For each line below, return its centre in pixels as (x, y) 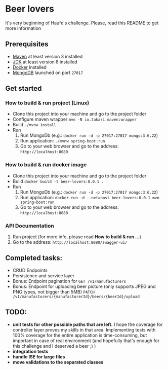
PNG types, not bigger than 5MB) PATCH (54, 291)
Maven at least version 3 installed (47, 56)
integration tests (30, 351)
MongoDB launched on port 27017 (48, 72)
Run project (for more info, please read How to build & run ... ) (77, 237)
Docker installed (30, 67)
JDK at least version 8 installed (45, 62)
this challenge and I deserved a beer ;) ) (54, 346)
